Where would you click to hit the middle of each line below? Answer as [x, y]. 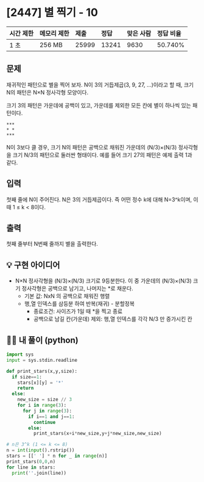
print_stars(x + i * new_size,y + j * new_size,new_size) [98, 434]
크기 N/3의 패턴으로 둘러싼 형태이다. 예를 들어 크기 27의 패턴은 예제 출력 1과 [103, 155]
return [26, 388]
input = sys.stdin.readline [42, 360]
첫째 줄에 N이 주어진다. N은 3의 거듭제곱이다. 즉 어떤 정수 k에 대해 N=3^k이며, [99, 200]
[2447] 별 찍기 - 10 [52, 13]
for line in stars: [31, 467]
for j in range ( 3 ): [47, 411]
